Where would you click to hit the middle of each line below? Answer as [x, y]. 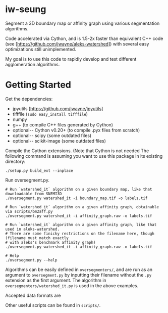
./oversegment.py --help [31, 260]
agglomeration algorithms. [33, 64]
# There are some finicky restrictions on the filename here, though [80, 234]
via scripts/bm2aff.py [29, 211]
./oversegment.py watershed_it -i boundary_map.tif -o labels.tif [76, 198]
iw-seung [26, 9]
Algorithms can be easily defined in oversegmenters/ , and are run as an [79, 270]
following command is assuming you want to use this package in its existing [84, 156]
